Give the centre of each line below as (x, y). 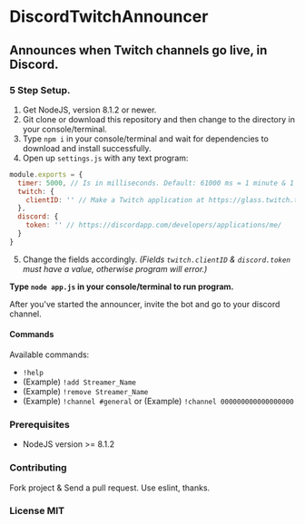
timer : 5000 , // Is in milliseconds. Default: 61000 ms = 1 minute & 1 (156, 183)
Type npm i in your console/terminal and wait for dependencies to (146, 139)
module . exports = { (46, 174)
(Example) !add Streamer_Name (79, 382)
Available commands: (49, 354)
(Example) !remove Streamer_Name (85, 391)
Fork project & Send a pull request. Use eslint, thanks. (110, 488)
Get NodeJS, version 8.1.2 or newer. (89, 110)
